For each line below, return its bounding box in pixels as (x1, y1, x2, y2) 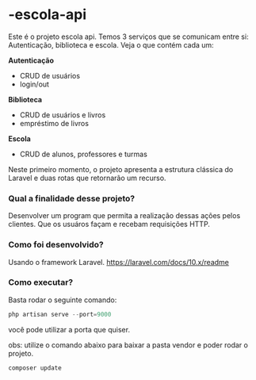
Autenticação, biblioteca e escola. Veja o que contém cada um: (8, 40, 214, 49)
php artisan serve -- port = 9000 (8, 310, 112, 318)
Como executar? (8, 277, 74, 288)
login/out (19, 79, 50, 89)
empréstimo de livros (19, 118, 90, 128)
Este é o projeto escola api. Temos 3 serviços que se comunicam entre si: (8, 32, 249, 41)
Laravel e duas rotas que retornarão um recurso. (8, 173, 166, 182)
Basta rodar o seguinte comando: (8, 295, 117, 305)
